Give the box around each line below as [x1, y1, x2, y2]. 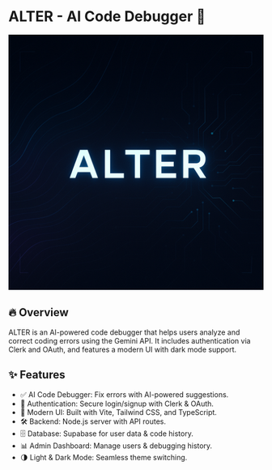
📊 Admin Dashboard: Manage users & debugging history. [19, 441, 213, 451]
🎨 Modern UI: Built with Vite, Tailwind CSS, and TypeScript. [19, 407, 217, 417]
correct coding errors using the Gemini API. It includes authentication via [8, 335, 251, 345]
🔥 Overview [8, 305, 69, 319]
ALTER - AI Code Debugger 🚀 [8, 7, 206, 26]
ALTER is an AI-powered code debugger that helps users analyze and [8, 327, 240, 337]
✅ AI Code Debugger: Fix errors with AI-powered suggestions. [19, 389, 229, 399]
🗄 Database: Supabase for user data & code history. [19, 429, 194, 438]
